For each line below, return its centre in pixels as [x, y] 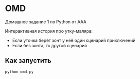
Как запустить [28, 61]
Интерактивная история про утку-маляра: [49, 31]
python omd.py [19, 72]
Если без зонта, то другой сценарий [50, 45]
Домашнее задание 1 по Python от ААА [46, 22]
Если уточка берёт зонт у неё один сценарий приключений [74, 40]
